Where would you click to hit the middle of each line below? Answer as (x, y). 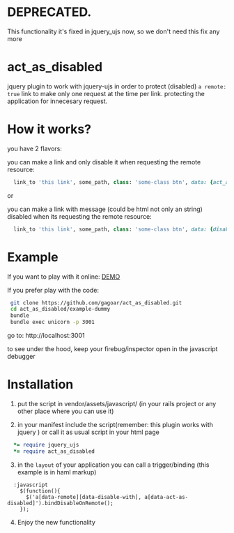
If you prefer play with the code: (53, 290)
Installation (40, 385)
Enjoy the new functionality (56, 522)
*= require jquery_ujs (46, 445)
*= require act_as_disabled (54, 451)
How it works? (49, 129)
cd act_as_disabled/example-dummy (60, 309)
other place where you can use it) (65, 411)
